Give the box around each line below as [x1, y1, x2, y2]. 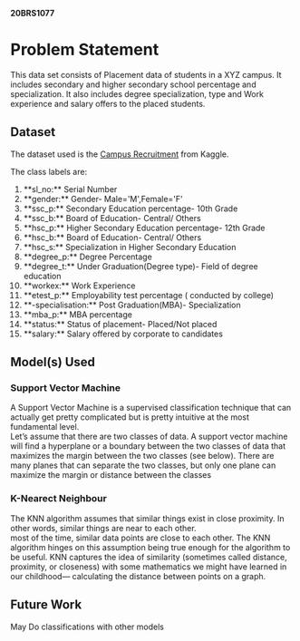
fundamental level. [10, 422, 80, 432]
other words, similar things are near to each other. [10, 522, 198, 533]
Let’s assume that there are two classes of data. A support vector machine [10, 431, 288, 442]
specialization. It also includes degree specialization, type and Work [10, 88, 264, 99]
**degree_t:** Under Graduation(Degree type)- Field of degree [23, 260, 258, 271]
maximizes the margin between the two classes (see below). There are [10, 451, 275, 461]
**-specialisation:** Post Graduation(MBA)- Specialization [23, 299, 241, 310]
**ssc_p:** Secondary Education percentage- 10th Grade [23, 203, 238, 214]
